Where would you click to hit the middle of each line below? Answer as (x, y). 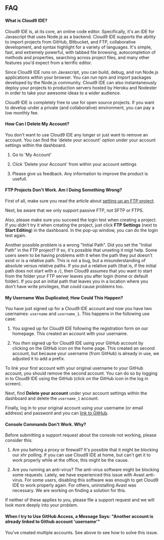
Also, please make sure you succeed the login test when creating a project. (81, 220)
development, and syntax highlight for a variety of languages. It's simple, (79, 47)
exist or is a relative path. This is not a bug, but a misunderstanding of (75, 260)
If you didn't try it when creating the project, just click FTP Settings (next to (81, 225)
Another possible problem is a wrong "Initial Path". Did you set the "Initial (78, 245)
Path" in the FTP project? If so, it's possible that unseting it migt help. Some (81, 250)
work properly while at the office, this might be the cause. (70, 460)
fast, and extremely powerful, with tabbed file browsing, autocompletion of (80, 52)
